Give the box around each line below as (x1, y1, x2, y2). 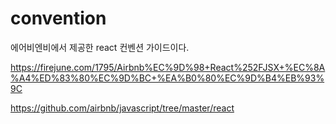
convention (10, 7, 107, 30)
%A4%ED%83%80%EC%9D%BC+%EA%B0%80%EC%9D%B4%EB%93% (10, 72, 325, 84)
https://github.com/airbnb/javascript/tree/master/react (10, 102, 235, 114)
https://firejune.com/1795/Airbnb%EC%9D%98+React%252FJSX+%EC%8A (10, 61, 326, 73)
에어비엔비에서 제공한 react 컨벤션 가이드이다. (10, 41, 190, 53)
